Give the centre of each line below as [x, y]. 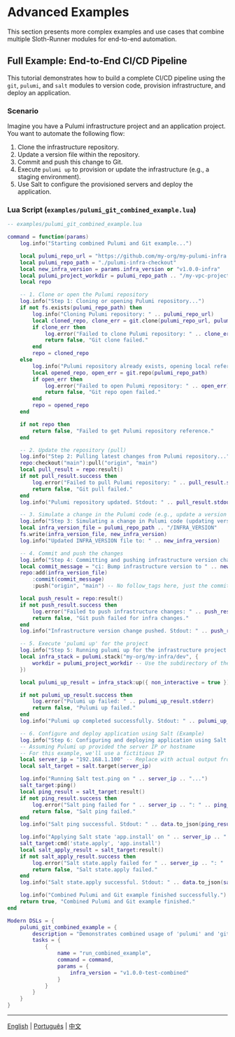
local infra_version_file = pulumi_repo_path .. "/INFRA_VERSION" [119, 528]
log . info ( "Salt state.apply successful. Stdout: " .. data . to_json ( [122, 882]
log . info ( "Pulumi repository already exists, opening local [122, 366]
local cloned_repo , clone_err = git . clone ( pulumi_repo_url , [122, 320]
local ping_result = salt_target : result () [83, 791]
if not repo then [45, 424]
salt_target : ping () [48, 785]
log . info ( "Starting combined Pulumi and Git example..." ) [106, 244]
